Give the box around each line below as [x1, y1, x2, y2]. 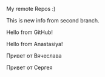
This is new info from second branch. [6, 17, 100, 24]
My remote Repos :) [6, 5, 56, 12]
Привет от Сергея [6, 64, 53, 71]
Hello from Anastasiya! [6, 41, 63, 47]
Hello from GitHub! [6, 28, 53, 36]
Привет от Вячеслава [6, 52, 62, 59]
